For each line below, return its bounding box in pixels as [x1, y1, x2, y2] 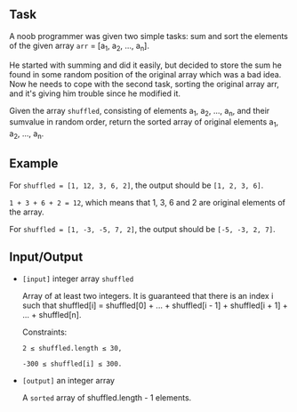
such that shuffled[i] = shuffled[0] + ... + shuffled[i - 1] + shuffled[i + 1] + [21, 300, 289, 311]
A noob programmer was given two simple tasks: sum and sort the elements [9, 30, 289, 41]
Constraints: [21, 327, 68, 337]
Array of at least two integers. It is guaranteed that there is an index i [21, 290, 274, 301]
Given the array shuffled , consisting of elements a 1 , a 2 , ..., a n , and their [9, 105, 270, 118]
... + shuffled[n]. [21, 309, 82, 319]
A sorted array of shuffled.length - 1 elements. [21, 392, 192, 403]
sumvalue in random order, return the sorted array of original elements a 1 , [9, 117, 279, 130]
